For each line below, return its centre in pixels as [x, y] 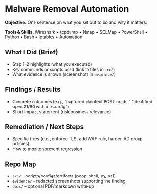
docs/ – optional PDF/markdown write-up [53, 186]
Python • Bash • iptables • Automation [44, 37]
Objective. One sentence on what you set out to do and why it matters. [76, 22]
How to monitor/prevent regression [47, 149]
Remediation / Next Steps [44, 127]
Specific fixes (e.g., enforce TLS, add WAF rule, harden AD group [77, 139]
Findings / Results [33, 90]
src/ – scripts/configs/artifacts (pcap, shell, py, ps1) [64, 176]
